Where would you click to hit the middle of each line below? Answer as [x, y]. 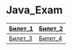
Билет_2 [51, 28]
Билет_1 [21, 28]
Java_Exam [35, 10]
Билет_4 [51, 38]
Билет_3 [21, 38]
